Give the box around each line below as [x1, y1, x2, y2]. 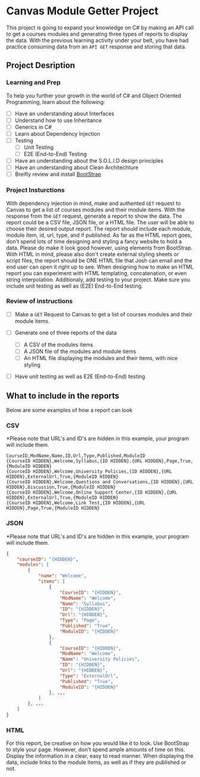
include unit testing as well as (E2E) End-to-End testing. [6, 282, 143, 290]
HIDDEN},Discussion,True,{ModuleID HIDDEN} [6, 485, 116, 490]
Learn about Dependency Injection [14, 130, 100, 137]
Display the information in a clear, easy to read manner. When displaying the [6, 752, 194, 760]
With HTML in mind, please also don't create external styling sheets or [6, 250, 179, 258]
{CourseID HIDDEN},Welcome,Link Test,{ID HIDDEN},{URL [6, 500, 146, 506]
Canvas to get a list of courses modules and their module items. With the [6, 206, 185, 213]
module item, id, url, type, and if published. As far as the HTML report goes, [6, 231, 192, 239]
